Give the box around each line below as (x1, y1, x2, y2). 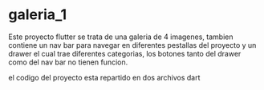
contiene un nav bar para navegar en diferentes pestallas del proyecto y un (8, 40, 257, 49)
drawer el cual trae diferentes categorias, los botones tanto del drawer (8, 49, 242, 58)
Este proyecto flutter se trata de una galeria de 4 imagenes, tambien (8, 32, 234, 41)
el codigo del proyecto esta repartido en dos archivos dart (8, 72, 201, 82)
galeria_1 (8, 6, 67, 24)
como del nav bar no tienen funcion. (8, 57, 128, 67)
